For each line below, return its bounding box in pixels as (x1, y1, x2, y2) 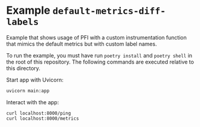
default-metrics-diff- (52, 5, 166, 17)
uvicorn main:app (6, 87, 50, 93)
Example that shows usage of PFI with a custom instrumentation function (6, 34, 187, 41)
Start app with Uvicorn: (6, 76, 64, 83)
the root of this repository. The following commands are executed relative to (6, 58, 194, 65)
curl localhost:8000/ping (6, 110, 71, 116)
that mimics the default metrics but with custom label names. (6, 40, 157, 47)
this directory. (6, 64, 41, 72)
